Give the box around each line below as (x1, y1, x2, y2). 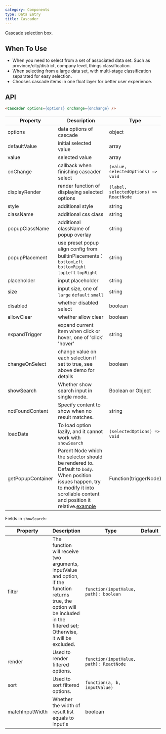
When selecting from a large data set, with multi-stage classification (12, 68, 152, 74)
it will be (52, 635, 72, 641)
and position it (57, 496, 91, 503)
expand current (57, 321, 94, 328)
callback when (57, 162, 92, 169)
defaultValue (7, 143, 37, 149)
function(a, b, (85, 680, 121, 685)
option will (52, 603, 77, 610)
